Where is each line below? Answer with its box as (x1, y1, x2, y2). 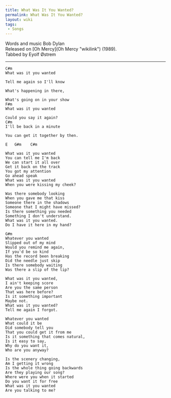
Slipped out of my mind (5, 241, 56, 246)
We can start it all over (5, 160, 60, 165)
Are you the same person (5, 285, 58, 290)
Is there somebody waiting (5, 263, 63, 268)
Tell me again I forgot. (5, 308, 58, 313)
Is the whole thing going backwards (5, 366, 83, 371)
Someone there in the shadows (5, 200, 70, 205)
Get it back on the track (5, 165, 60, 170)
